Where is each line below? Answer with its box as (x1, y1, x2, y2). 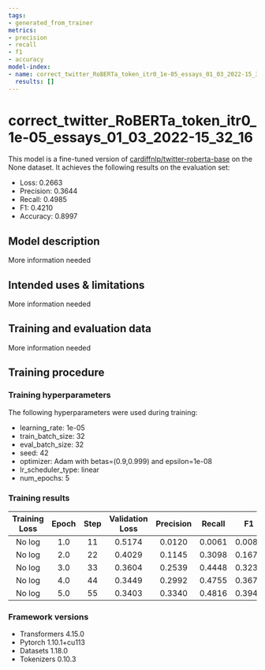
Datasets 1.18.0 (19, 646, 69, 656)
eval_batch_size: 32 (19, 440, 84, 449)
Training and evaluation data (8, 322, 151, 335)
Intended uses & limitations (8, 278, 145, 292)
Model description (8, 234, 100, 248)
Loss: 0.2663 (19, 178, 63, 188)
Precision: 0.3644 (19, 186, 78, 196)
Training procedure (8, 366, 105, 380)
